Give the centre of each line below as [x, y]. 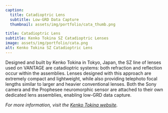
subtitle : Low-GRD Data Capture [45, 19]
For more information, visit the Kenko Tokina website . [61, 105]
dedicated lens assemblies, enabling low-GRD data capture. [68, 95]
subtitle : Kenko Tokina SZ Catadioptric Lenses [57, 38]
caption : [15, 10]
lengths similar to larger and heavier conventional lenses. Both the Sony [81, 84]
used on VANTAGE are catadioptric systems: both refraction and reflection [84, 67]
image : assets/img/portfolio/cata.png [47, 43]
